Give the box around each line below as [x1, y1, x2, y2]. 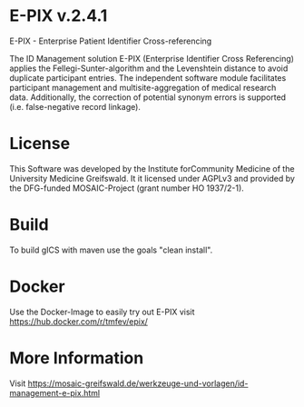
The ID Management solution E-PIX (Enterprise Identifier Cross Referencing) [9, 53, 295, 64]
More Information [9, 347, 144, 368]
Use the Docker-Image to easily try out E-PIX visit [9, 306, 195, 317]
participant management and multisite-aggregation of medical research [9, 82, 277, 93]
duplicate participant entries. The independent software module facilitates [9, 72, 287, 83]
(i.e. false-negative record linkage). [9, 101, 141, 112]
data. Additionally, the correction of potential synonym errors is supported [9, 92, 287, 103]
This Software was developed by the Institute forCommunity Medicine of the [9, 163, 295, 174]
